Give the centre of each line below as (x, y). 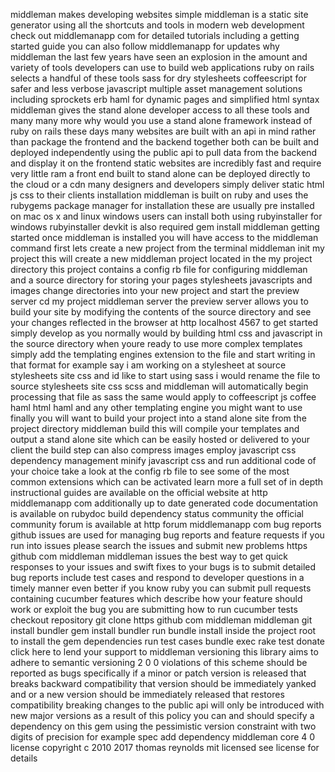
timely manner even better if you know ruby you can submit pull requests (161, 588)
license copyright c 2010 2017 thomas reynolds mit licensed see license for (165, 747)
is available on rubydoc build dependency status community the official (157, 513)
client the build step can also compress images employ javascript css (153, 450)
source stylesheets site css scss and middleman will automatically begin (159, 386)
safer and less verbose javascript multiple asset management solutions (156, 88)
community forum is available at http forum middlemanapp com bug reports (166, 524)
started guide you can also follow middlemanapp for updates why (145, 46)
